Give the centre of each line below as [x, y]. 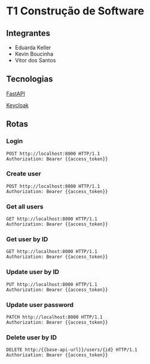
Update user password [40, 305]
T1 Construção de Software [75, 11]
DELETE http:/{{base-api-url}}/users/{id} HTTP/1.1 [72, 350]
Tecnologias [30, 79]
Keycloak [17, 105]
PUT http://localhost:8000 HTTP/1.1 [52, 284]
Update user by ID [33, 272]
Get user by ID [27, 239]
